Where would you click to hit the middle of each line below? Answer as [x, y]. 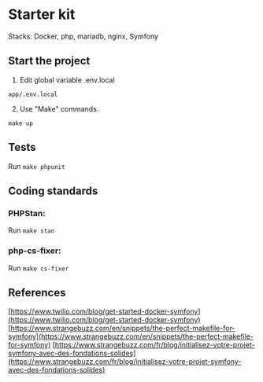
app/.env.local [33, 94]
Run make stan [31, 230]
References [37, 292]
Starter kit [42, 15]
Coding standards [53, 191]
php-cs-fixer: [35, 251]
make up [21, 123]
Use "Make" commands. [59, 108]
